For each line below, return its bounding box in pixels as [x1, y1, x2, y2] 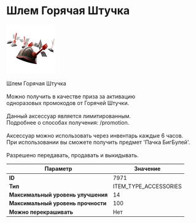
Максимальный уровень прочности [9, 200, 107, 207]
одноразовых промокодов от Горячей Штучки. [6, 99, 130, 106]
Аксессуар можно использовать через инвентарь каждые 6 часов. [6, 131, 184, 139]
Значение [134, 165, 161, 173]
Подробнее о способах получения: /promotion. [6, 119, 130, 126]
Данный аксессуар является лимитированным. [6, 112, 131, 120]
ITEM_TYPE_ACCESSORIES [112, 182, 182, 190]
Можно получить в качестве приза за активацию [6, 93, 136, 100]
